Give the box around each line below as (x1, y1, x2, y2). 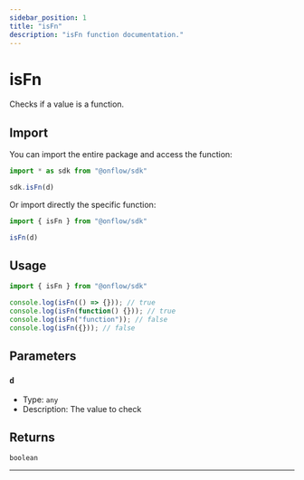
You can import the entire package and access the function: (9, 149, 233, 160)
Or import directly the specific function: (9, 199, 157, 210)
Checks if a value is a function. (9, 99, 125, 109)
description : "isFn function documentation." (9, 30, 184, 39)
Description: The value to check (22, 403, 142, 414)
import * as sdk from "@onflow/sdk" (9, 166, 147, 176)
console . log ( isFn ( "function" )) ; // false (9, 315, 168, 325)
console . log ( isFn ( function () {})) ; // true (9, 306, 176, 316)
